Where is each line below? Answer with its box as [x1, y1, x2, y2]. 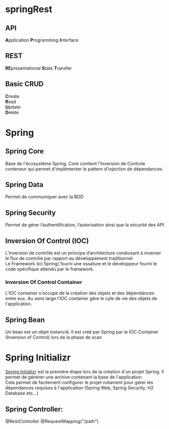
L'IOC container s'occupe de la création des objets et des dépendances [5, 290, 155, 296]
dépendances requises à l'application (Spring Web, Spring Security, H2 [5, 385, 154, 391]
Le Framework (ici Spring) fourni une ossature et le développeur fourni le [5, 261, 157, 267]
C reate [5, 93, 20, 99]
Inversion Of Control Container [5, 278, 82, 285]
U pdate [5, 104, 21, 110]
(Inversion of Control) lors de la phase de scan [5, 335, 102, 341]
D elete [5, 109, 19, 115]
